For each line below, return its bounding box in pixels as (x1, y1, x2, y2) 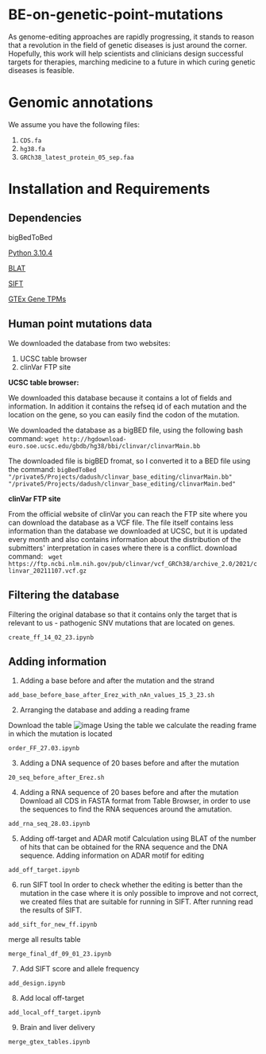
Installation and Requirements (8, 180, 210, 198)
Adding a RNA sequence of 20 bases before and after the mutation (19, 788, 239, 797)
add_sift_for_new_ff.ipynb (8, 920, 98, 929)
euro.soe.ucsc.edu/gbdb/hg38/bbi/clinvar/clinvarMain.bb (8, 442, 201, 450)
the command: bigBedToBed (8, 464, 97, 474)
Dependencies (8, 211, 82, 225)
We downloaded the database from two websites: (8, 338, 171, 347)
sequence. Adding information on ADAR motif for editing (19, 851, 205, 860)
